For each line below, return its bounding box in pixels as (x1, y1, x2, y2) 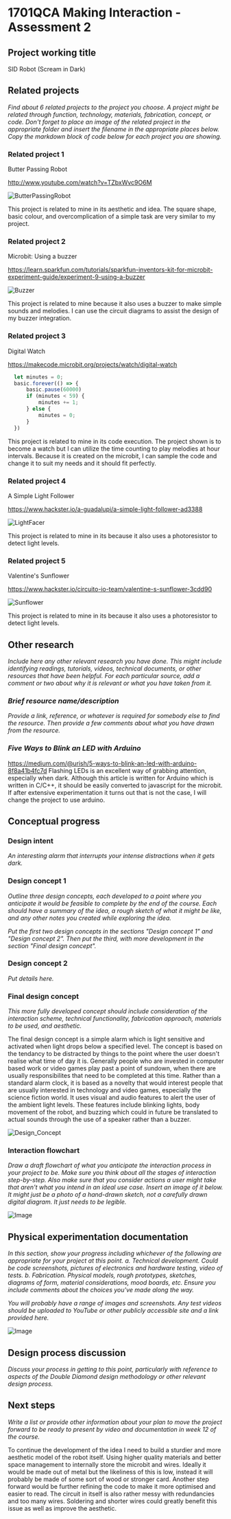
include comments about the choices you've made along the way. (8, 1286, 195, 1294)
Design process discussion (8, 1347, 126, 1358)
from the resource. (8, 726, 61, 734)
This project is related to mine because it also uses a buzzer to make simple (8, 300, 222, 308)
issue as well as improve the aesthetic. (8, 1504, 117, 1512)
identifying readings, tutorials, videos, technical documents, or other (8, 664, 202, 673)
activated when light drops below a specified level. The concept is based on (8, 1042, 223, 1050)
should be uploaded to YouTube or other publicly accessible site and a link (8, 1307, 219, 1315)
